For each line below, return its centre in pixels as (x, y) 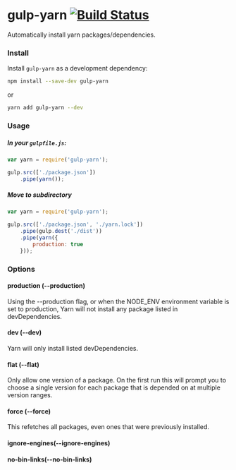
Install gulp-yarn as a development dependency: (77, 68)
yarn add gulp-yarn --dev (45, 108)
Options (21, 269)
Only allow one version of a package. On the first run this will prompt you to (117, 380)
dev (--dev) (25, 332)
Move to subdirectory (39, 195)
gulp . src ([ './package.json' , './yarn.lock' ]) (75, 225)
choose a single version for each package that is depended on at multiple (114, 387)
